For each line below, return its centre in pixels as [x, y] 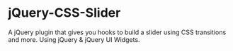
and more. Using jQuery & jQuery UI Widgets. [74, 39]
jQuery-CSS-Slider [64, 13]
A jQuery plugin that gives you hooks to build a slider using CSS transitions [117, 32]
